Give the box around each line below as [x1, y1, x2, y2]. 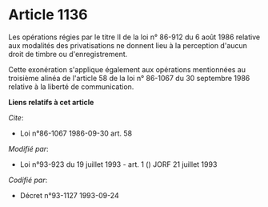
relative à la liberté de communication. [8, 82, 134, 91]
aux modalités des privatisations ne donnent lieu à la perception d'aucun [8, 40, 248, 50]
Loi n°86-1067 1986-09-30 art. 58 [19, 128, 133, 138]
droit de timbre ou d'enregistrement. [8, 49, 128, 59]
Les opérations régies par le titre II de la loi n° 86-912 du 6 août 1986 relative [8, 32, 261, 42]
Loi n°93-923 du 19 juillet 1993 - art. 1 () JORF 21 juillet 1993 [19, 159, 218, 169]
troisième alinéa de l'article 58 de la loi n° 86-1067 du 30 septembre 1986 [8, 73, 250, 83]
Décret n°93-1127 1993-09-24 [19, 190, 119, 200]
